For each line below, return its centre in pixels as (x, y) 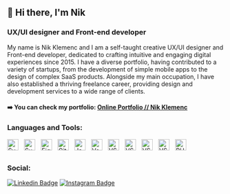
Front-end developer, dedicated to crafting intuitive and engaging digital (109, 54)
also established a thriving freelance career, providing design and (100, 84)
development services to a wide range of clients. (76, 91)
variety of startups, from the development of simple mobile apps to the (107, 69)
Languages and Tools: (45, 128)
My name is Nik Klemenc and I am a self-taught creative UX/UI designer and (115, 47)
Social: (19, 168)
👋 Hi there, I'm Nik (46, 13)
